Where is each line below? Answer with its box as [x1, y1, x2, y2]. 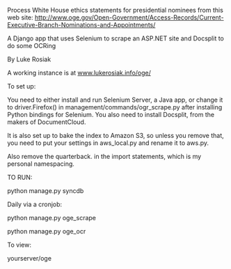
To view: [7, 240, 31, 249]
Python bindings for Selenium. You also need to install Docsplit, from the [7, 111, 214, 118]
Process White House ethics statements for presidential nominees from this [7, 6, 224, 14]
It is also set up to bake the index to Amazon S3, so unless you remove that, [7, 132, 224, 139]
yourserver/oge [7, 254, 52, 262]
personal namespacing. [7, 160, 75, 168]
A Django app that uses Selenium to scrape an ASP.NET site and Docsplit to [7, 34, 224, 43]
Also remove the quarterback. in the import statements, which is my [7, 153, 202, 160]
